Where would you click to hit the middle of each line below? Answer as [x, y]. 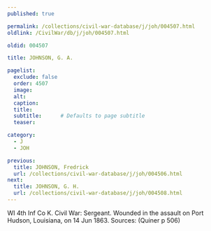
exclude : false [36, 77]
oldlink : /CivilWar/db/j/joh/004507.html [68, 33]
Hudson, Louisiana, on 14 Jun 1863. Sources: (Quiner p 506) [94, 220]
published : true [31, 14]
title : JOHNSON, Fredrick [51, 167]
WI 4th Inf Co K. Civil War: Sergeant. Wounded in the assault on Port [105, 213]
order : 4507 [31, 84]
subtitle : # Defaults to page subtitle [79, 116]
